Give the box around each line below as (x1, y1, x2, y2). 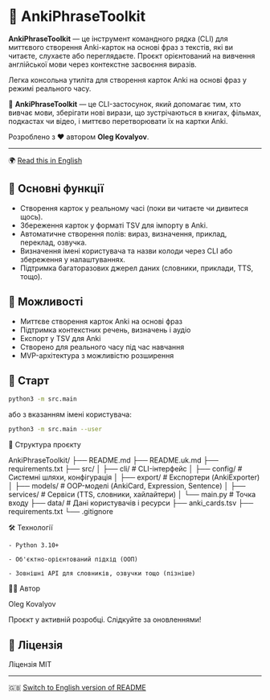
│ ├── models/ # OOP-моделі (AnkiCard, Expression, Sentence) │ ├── (8, 481, 246, 491)
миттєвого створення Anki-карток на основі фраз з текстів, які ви (8, 42, 233, 51)
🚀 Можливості (8, 295, 84, 309)
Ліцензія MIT (8, 659, 52, 669)
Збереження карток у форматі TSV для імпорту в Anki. (19, 220, 208, 230)
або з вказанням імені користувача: (8, 410, 133, 419)
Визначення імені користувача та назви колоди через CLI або (19, 245, 233, 256)
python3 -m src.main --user (8, 426, 103, 434)
